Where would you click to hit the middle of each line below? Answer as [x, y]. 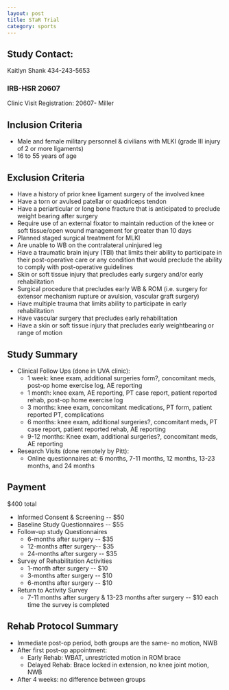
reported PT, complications [65, 414]
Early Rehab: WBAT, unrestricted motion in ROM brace [104, 657]
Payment [27, 487]
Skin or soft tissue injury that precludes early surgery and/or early [110, 275]
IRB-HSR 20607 [34, 89]
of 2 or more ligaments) [50, 149]
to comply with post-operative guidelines [75, 267]
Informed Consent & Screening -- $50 [71, 517]
